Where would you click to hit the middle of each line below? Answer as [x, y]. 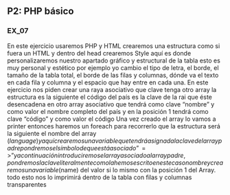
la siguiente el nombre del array [52, 133]
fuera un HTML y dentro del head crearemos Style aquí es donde [99, 53]
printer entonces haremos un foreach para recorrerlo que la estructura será [114, 126]
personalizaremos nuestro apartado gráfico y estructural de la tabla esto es [114, 60]
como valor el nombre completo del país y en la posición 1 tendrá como [108, 111]
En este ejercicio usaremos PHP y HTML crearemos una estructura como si [114, 46]
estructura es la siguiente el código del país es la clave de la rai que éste [110, 97]
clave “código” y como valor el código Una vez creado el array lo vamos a [112, 119]
